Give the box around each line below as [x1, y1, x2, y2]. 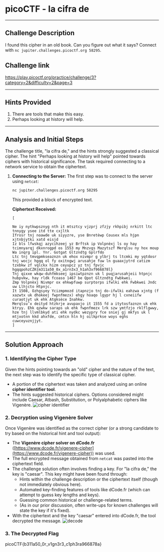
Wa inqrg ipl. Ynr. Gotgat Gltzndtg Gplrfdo [12, 250, 104, 255]
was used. [95, 450, 116, 456]
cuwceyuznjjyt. [12, 319, 43, 323]
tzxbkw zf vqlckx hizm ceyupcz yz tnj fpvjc [12, 263, 104, 268]
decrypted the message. [12, 518, 62, 524]
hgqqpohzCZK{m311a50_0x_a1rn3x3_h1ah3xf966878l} [12, 267, 113, 272]
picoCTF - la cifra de [5, 3, 89, 15]
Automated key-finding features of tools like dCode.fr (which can [19, 487, 150, 493]
